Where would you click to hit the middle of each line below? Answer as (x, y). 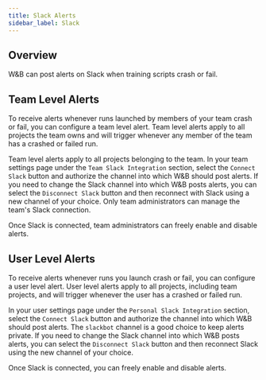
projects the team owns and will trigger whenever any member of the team (130, 135)
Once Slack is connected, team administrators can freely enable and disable (133, 225)
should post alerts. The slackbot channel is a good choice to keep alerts (126, 327)
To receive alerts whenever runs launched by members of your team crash (130, 118)
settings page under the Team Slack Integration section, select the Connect (132, 168)
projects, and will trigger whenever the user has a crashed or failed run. (125, 294)
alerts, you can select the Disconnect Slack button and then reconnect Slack (133, 343)
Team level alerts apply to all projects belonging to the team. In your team (128, 159)
